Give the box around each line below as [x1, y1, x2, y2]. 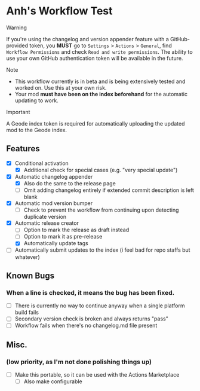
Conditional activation [14, 160, 69, 167]
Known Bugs [6, 270, 55, 280]
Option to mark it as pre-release [23, 233, 103, 240]
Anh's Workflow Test [6, 4, 113, 18]
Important [6, 108, 30, 115]
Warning [6, 24, 27, 31]
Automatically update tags [23, 240, 88, 247]
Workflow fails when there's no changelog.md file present [14, 322, 158, 329]
